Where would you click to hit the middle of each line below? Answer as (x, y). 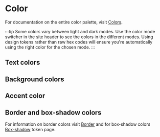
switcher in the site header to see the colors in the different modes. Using (79, 37)
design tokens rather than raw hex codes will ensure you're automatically (79, 42)
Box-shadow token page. (30, 129)
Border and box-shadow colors (53, 112)
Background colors (35, 79)
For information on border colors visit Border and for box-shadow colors (78, 124)
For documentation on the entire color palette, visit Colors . (64, 22)
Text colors (23, 62)
